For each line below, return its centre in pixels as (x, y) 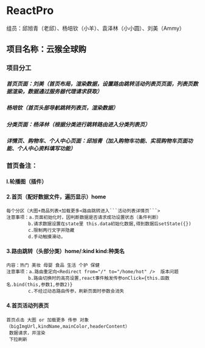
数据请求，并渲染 (27, 333)
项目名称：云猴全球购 (46, 49)
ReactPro (30, 11)
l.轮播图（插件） (27, 181)
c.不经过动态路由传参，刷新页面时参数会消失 (76, 291)
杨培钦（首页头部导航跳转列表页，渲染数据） (62, 108)
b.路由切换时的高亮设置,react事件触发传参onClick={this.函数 (99, 278)
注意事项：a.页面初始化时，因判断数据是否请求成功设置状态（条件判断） (84, 218)
